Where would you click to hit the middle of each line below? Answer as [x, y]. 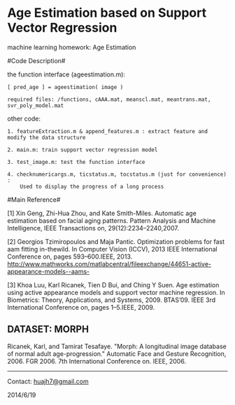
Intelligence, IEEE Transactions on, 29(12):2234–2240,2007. [93, 228]
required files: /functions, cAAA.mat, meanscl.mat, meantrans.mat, [109, 99]
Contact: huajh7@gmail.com [48, 381]
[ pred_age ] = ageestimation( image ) [65, 87]
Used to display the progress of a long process [92, 186]
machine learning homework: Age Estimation [72, 47]
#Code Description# [36, 60]
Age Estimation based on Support [107, 13]
